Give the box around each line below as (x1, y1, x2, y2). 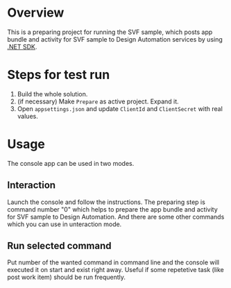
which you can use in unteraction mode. (7, 220, 122, 228)
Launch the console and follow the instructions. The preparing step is (7, 198, 206, 206)
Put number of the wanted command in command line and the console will (7, 258, 220, 266)
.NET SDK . (7, 42, 37, 51)
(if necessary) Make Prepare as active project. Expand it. (17, 97, 179, 105)
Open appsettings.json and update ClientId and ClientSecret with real (17, 104, 223, 112)
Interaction (7, 179, 56, 192)
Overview (7, 5, 65, 21)
